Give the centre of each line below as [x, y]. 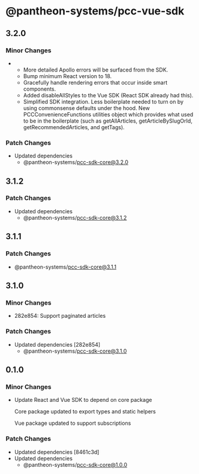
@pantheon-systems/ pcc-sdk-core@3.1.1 [65, 267]
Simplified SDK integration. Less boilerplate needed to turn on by [103, 102]
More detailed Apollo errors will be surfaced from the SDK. [96, 70]
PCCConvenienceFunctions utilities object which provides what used [108, 114]
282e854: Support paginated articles [60, 316]
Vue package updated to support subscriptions [73, 423]
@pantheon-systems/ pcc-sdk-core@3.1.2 [75, 217]
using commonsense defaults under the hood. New [87, 108]
